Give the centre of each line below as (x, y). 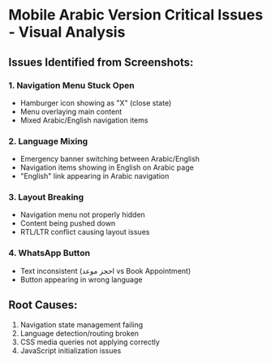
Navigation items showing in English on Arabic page (107, 167)
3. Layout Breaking (46, 197)
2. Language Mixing (48, 141)
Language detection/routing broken (80, 333)
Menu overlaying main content (71, 111)
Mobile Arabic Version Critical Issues (136, 15)
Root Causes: (43, 305)
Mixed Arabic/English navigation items (84, 120)
